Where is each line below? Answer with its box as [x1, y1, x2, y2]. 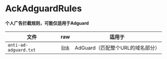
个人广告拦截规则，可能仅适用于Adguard [5, 20, 89, 26]
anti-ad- [7, 42, 28, 48]
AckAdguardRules [5, 3, 82, 14]
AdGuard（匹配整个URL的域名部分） [75, 45, 161, 52]
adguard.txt [7, 47, 36, 53]
